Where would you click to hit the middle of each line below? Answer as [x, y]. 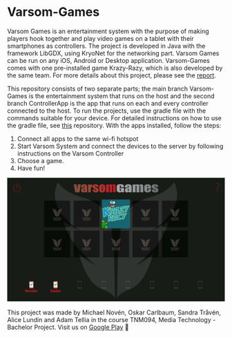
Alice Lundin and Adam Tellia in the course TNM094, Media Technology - [112, 320]
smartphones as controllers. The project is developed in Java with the [106, 46]
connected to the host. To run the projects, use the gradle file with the [107, 111]
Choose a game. [40, 160]
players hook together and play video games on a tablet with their [100, 38]
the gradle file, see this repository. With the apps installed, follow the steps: [114, 125]
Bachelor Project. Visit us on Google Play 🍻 [68, 327]
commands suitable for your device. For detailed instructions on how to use [115, 118]
